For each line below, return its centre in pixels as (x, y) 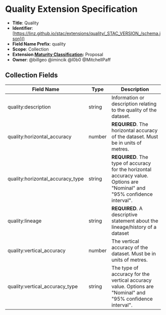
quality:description (29, 106)
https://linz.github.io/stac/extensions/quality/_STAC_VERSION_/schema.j (87, 33)
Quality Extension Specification (71, 9)
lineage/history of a (134, 227)
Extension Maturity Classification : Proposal (58, 54)
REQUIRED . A (127, 208)
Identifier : (23, 28)
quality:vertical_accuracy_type (43, 286)
